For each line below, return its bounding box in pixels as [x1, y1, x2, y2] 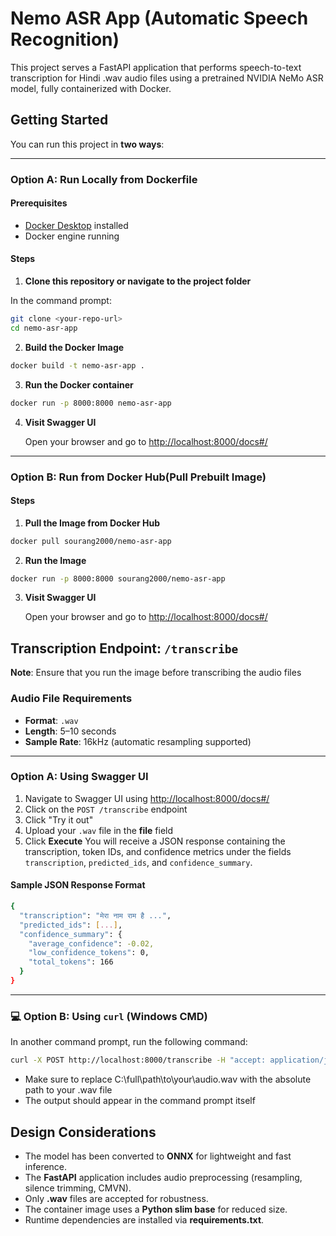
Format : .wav [24, 714, 79, 726]
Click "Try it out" [24, 813, 94, 826]
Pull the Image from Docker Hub [24, 517, 161, 529]
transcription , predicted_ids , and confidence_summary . [24, 856, 253, 868]
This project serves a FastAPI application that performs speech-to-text [10, 61, 302, 73]
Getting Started [10, 112, 109, 129]
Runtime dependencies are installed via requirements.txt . [24, 1213, 265, 1226]
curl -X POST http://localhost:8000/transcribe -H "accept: [10, 1055, 267, 1066]
